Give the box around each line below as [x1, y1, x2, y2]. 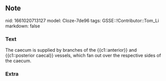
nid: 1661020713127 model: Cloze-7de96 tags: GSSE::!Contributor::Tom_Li [5, 17, 159, 23]
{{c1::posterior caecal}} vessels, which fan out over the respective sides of [5, 53, 161, 59]
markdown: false [5, 23, 41, 29]
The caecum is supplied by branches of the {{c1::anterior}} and [5, 47, 137, 53]
